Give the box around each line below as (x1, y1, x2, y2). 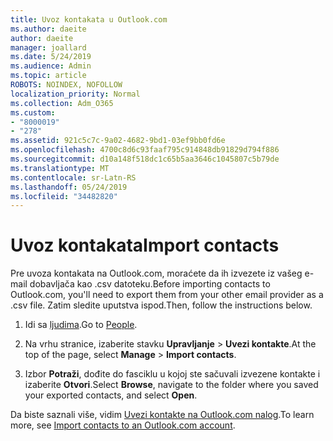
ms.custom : (10, 107, 56, 118)
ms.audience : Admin (10, 61, 92, 71)
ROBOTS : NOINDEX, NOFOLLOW (10, 80, 123, 90)
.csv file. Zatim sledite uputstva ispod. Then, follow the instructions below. (10, 299, 313, 311)
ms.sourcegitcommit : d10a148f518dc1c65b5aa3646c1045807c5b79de (10, 154, 280, 164)
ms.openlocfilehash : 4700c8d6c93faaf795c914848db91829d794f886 (10, 145, 280, 155)
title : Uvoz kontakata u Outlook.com (10, 14, 168, 25)
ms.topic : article (10, 71, 87, 81)
